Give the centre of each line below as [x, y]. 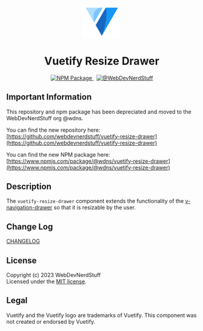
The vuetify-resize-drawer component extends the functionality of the [95, 201]
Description [29, 187]
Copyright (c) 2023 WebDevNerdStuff [54, 275]
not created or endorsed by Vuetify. [51, 321]
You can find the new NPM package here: [58, 154]
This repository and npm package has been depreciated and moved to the [99, 112]
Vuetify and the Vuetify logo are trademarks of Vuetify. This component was [101, 315]
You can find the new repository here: [53, 130]
